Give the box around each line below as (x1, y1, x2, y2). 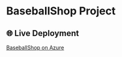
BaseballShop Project (6, 4, 116, 18)
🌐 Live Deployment (6, 28, 79, 38)
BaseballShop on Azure (6, 44, 64, 51)
